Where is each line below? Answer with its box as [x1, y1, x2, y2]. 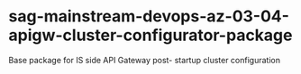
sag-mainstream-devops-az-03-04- [8, 6, 290, 27]
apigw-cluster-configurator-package [8, 25, 293, 45]
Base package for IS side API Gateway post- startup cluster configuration [8, 54, 281, 65]
